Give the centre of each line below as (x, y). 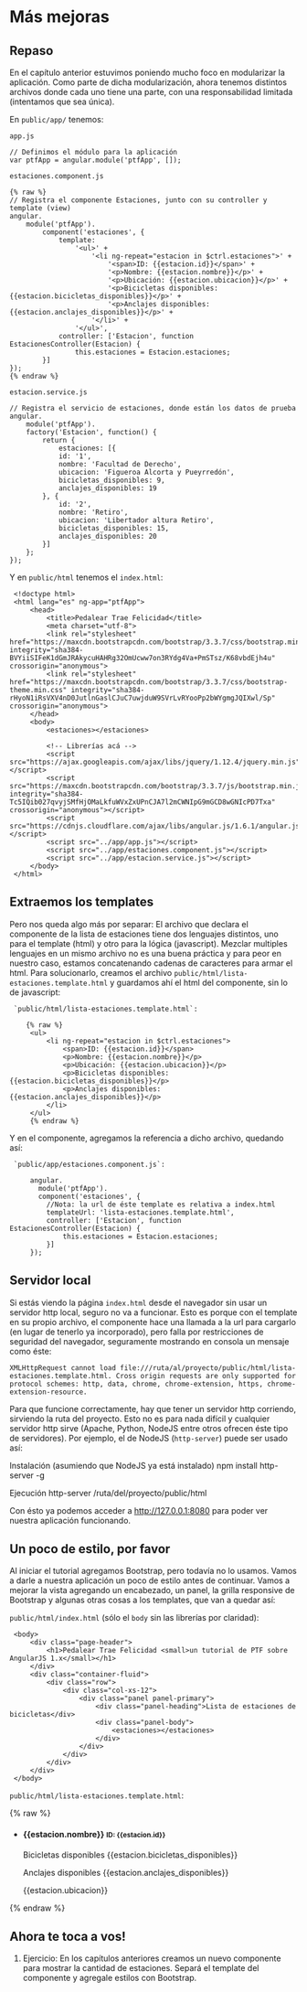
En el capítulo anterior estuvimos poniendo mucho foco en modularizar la (148, 72)
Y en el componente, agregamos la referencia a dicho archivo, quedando (147, 1138)
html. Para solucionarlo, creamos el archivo (91, 972)
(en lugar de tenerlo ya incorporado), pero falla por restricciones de (137, 1332)
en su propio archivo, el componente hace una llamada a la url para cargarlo (153, 1322)
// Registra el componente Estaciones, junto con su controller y (138, 200)
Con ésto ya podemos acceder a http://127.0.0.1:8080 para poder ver (139, 1510)
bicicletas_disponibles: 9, (112, 480)
